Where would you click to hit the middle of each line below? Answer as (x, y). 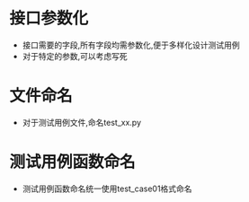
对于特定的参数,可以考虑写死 (75, 56)
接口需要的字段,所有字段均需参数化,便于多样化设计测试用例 (131, 45)
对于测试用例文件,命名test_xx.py (82, 122)
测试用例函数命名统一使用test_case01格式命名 (107, 189)
